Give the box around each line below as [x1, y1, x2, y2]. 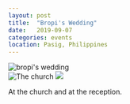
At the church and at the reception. [8, 87, 123, 97]
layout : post [8, 11, 52, 20]
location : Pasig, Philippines [8, 41, 109, 49]
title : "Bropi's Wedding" [8, 19, 97, 27]
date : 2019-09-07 [8, 26, 73, 34]
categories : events [8, 33, 73, 42]
